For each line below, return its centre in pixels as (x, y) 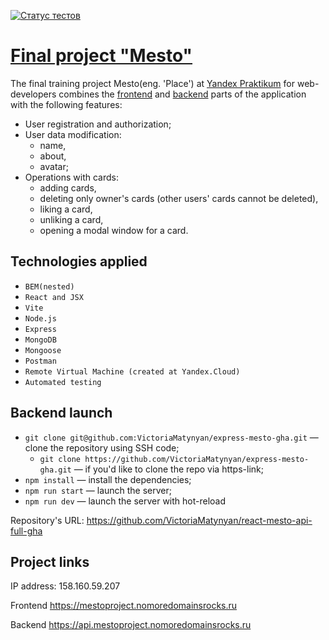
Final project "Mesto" (101, 56)
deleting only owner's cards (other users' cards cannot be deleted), (179, 198)
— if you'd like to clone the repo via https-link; (168, 469)
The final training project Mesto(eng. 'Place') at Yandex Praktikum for (153, 83)
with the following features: (66, 104)
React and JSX (54, 297)
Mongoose (43, 350)
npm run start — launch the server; (98, 490)
